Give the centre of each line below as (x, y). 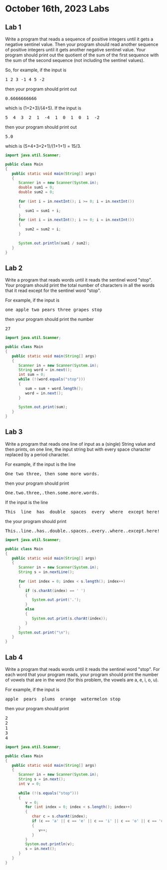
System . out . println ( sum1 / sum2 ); (54, 243)
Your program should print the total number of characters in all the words (80, 286)
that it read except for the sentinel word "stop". (53, 290)
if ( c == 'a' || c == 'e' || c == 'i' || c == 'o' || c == (94, 821)
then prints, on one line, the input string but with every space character (78, 449)
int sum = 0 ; (32, 375)
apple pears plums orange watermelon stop (63, 699)
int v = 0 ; (30, 784)
